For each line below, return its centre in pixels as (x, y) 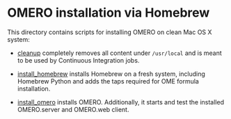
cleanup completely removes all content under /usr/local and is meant (120, 53)
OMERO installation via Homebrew (109, 13)
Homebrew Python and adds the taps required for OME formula (108, 81)
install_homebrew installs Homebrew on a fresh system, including (111, 74)
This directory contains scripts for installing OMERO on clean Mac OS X (110, 32)
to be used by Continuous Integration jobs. (78, 60)
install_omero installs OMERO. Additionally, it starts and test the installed (121, 102)
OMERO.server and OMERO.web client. (73, 109)
